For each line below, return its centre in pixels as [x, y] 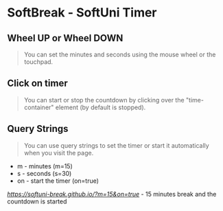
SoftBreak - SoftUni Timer [82, 13]
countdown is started [37, 201]
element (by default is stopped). [101, 107]
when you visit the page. [59, 153]
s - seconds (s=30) [44, 173]
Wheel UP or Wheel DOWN [65, 38]
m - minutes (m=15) [45, 166]
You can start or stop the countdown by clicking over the [104, 100]
